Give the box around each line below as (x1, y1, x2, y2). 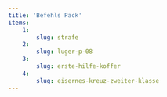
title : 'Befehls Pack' (8, 11, 82, 20)
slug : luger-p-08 (36, 48, 93, 56)
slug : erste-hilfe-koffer (36, 63, 122, 70)
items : (8, 19, 30, 27)
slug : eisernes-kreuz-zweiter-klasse (36, 77, 159, 84)
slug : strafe (36, 33, 79, 41)
